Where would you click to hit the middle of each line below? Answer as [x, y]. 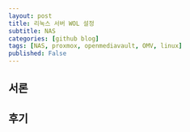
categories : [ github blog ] [54, 38]
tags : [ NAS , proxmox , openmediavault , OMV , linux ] [95, 46]
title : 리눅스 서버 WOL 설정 [51, 23]
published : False [38, 53]
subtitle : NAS [32, 31]
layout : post [30, 16]
